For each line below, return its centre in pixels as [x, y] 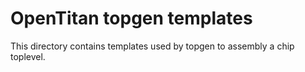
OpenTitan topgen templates [131, 18]
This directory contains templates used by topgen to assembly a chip [152, 46]
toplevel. [28, 56]
